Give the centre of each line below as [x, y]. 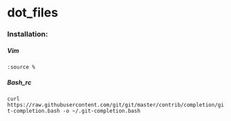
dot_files [33, 13]
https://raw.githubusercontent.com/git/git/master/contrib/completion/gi [116, 105]
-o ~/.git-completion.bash [101, 111]
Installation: [28, 34]
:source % [21, 67]
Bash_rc [19, 82]
